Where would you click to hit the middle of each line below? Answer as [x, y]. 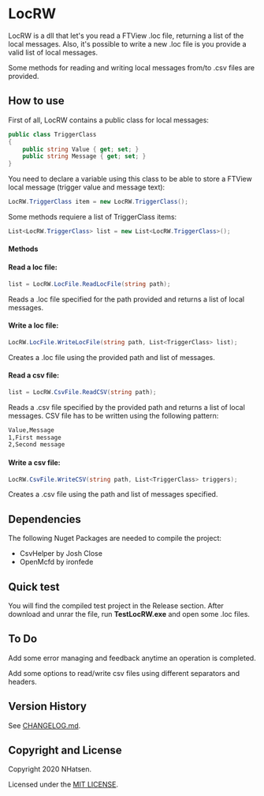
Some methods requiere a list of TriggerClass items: [93, 217]
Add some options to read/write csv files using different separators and [124, 673]
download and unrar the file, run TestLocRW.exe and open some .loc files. [129, 614]
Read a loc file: [33, 267]
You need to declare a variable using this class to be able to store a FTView [130, 179]
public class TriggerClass [52, 134]
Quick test [34, 586]
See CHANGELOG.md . [45, 725]
